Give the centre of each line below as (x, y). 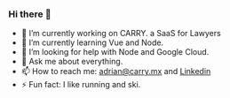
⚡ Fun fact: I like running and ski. (81, 85)
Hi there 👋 (30, 14)
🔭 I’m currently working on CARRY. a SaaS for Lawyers (121, 34)
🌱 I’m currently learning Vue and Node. (92, 42)
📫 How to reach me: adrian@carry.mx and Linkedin (116, 72)
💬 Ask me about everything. (72, 62)
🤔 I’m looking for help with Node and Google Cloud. (115, 52)
